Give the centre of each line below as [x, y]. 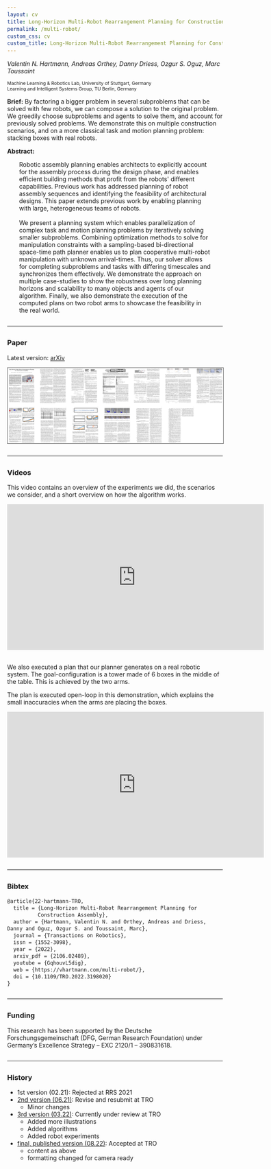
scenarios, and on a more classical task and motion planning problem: [106, 131]
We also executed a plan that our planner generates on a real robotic [104, 667]
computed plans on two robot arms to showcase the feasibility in [111, 303]
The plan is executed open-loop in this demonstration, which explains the [111, 695]
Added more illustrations [62, 1122]
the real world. [40, 310]
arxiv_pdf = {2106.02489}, [52, 956]
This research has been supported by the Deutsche [80, 1030]
